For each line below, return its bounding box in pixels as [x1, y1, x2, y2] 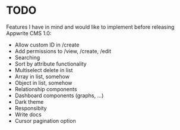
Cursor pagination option [14, 117, 76, 124]
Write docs [14, 111, 42, 118]
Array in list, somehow [14, 73, 70, 80]
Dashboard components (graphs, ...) [14, 92, 104, 99]
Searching [14, 54, 40, 61]
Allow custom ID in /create [14, 41, 80, 48]
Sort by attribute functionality [14, 60, 87, 67]
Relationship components [14, 85, 77, 92]
